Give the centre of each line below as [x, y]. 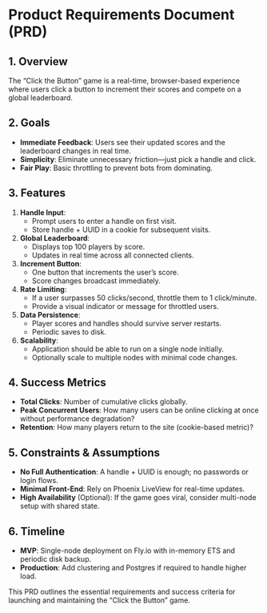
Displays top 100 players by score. [88, 246]
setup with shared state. [60, 506]
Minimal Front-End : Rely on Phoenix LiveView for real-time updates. [132, 489]
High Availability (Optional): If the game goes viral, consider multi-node [138, 497]
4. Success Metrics [57, 383]
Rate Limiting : [43, 289]
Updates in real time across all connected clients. [113, 255]
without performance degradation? [77, 419]
